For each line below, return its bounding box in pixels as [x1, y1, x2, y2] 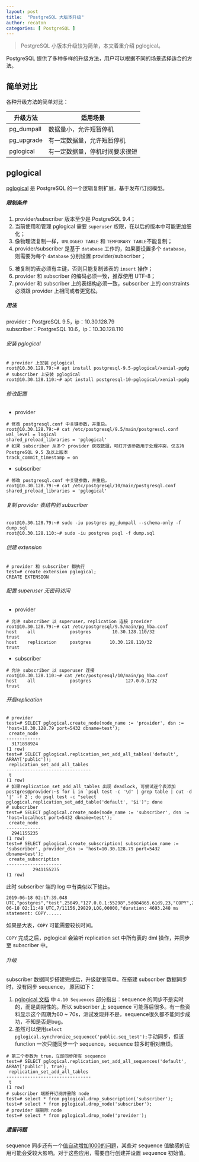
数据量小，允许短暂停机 [48, 125, 114, 134]
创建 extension [6, 544, 42, 551]
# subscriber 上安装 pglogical [6, 372, 81, 377]
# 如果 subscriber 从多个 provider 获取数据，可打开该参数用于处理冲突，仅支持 [6, 443, 185, 449]
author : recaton [6, 20, 46, 26]
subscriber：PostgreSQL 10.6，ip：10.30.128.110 [6, 325, 124, 332]
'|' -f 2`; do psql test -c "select [6, 794, 97, 800]
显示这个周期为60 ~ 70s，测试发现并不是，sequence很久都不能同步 [20, 1011, 185, 1018]
